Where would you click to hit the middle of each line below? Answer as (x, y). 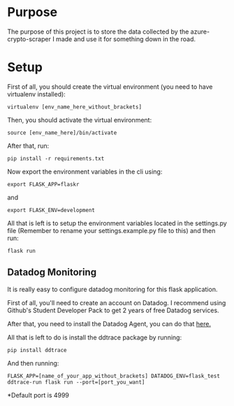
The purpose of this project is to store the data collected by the (98, 31)
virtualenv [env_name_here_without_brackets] (74, 107)
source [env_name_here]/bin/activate (62, 133)
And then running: (33, 363)
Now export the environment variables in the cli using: (85, 171)
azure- (200, 31)
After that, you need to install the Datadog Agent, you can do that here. (109, 323)
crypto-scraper (29, 38)
